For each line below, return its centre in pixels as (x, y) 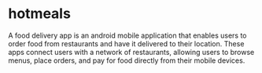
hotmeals (39, 14)
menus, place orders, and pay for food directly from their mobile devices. (127, 60)
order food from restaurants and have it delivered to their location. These (126, 43)
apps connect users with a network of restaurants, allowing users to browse (131, 52)
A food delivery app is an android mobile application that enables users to (127, 35)
